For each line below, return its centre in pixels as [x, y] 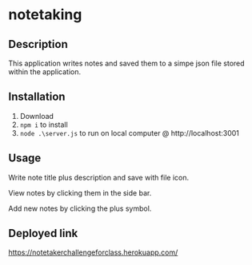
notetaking [45, 15]
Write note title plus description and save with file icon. [99, 177]
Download [37, 116]
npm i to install [44, 125]
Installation [37, 97]
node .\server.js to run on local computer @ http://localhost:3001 [130, 132]
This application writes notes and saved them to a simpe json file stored [127, 63]
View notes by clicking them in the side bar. [80, 192]
